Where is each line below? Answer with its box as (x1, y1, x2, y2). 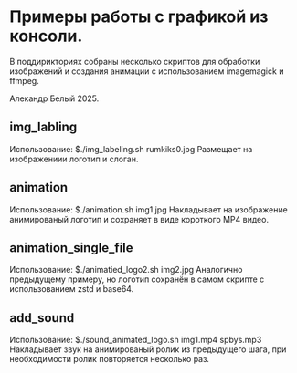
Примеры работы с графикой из (9, 6, 269, 27)
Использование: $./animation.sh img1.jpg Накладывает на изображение (9, 203, 288, 215)
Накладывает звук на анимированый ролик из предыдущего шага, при (9, 344, 287, 355)
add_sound (9, 310, 75, 326)
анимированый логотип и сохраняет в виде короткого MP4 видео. (9, 213, 270, 224)
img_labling (9, 119, 78, 135)
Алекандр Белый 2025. (9, 93, 100, 104)
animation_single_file (9, 240, 134, 255)
